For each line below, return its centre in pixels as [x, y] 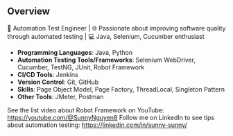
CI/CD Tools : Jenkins [48, 74]
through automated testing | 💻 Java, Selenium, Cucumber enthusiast [106, 36]
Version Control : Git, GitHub [58, 82]
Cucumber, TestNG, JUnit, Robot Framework [81, 67]
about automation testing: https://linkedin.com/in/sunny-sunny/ [97, 125]
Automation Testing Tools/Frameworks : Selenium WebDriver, [106, 60]
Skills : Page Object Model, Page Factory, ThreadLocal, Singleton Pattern [121, 89]
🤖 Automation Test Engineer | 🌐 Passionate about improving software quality [116, 28]
